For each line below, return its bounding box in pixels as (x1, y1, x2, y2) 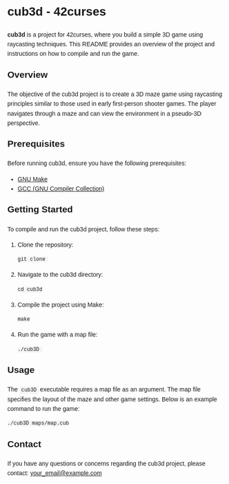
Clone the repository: (17, 240, 74, 249)
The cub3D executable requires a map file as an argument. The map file (7, 385, 201, 394)
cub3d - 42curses (7, 5, 106, 19)
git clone (17, 256, 46, 263)
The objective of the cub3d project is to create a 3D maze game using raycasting (7, 90, 223, 98)
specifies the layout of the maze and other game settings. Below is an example (7, 395, 218, 403)
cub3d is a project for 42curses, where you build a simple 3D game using (7, 30, 203, 39)
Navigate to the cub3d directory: (17, 271, 103, 279)
